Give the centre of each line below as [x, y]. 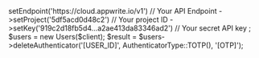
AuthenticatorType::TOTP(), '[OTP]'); [183, 45]
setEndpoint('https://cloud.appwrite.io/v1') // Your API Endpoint [113, 11]
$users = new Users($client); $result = [73, 37]
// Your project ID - [142, 19]
